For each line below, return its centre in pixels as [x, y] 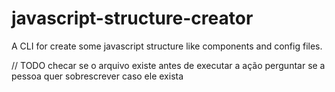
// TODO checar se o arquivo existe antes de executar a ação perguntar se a [168, 65]
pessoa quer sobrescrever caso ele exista [97, 76]
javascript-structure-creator [132, 18]
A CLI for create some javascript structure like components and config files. [167, 46]
